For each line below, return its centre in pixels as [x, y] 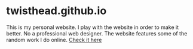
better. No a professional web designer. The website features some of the [97, 33]
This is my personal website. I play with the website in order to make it [93, 27]
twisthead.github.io [56, 11]
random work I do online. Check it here [54, 40]
